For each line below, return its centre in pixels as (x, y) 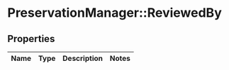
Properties (31, 39)
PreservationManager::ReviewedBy (114, 13)
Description (83, 58)
